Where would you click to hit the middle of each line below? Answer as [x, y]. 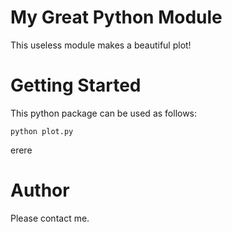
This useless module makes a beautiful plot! [101, 45]
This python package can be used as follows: [104, 113]
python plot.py [42, 131]
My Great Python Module [116, 17]
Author [40, 190]
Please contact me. [50, 218]
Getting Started [76, 85]
